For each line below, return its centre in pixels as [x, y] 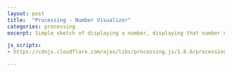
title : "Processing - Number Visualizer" [69, 20]
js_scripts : [24, 46]
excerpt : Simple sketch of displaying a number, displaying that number [114, 33]
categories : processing [41, 26]
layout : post [26, 13]
